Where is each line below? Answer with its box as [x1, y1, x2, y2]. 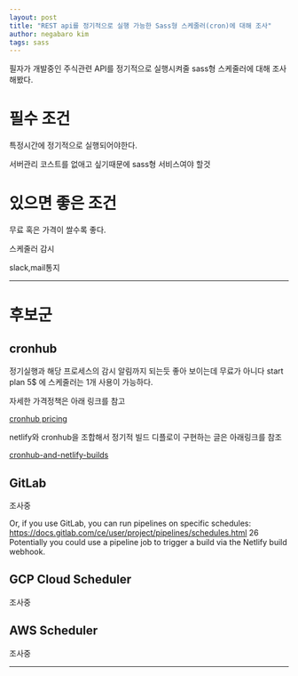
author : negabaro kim [9, 29, 90, 38]
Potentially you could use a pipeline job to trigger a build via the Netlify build [9, 536, 288, 547]
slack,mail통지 [9, 262, 60, 273]
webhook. [9, 546, 46, 557]
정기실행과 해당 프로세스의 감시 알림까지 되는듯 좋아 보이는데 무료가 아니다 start [9, 366, 284, 376]
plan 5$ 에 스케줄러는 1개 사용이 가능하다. [9, 377, 153, 388]
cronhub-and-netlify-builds [9, 450, 109, 461]
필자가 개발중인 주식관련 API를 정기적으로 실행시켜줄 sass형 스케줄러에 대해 [9, 63, 271, 74]
